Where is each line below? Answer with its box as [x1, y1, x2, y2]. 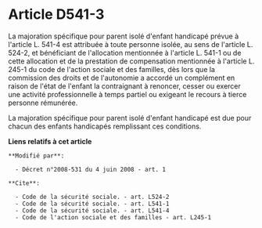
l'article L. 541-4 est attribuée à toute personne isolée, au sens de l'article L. [8, 39, 253, 49]
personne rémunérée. [8, 98, 78, 107]
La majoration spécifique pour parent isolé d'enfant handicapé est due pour [8, 113, 252, 122]
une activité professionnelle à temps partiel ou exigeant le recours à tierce [8, 89, 247, 99]
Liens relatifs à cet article [8, 136, 92, 146]
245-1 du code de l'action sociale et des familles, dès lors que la [8, 64, 215, 74]
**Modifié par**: [8, 151, 65, 160]
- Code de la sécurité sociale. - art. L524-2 [15, 193, 170, 201]
